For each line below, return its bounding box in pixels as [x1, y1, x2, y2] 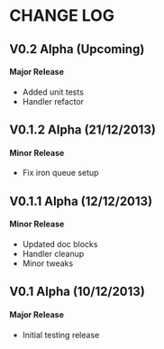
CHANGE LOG [9, 5, 115, 26]
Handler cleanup [22, 248, 85, 259]
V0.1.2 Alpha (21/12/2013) [9, 123, 156, 138]
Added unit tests [22, 87, 84, 97]
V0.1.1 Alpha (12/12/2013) [9, 193, 153, 208]
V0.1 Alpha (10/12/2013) [9, 284, 146, 299]
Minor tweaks [22, 258, 74, 269]
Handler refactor [22, 96, 84, 106]
